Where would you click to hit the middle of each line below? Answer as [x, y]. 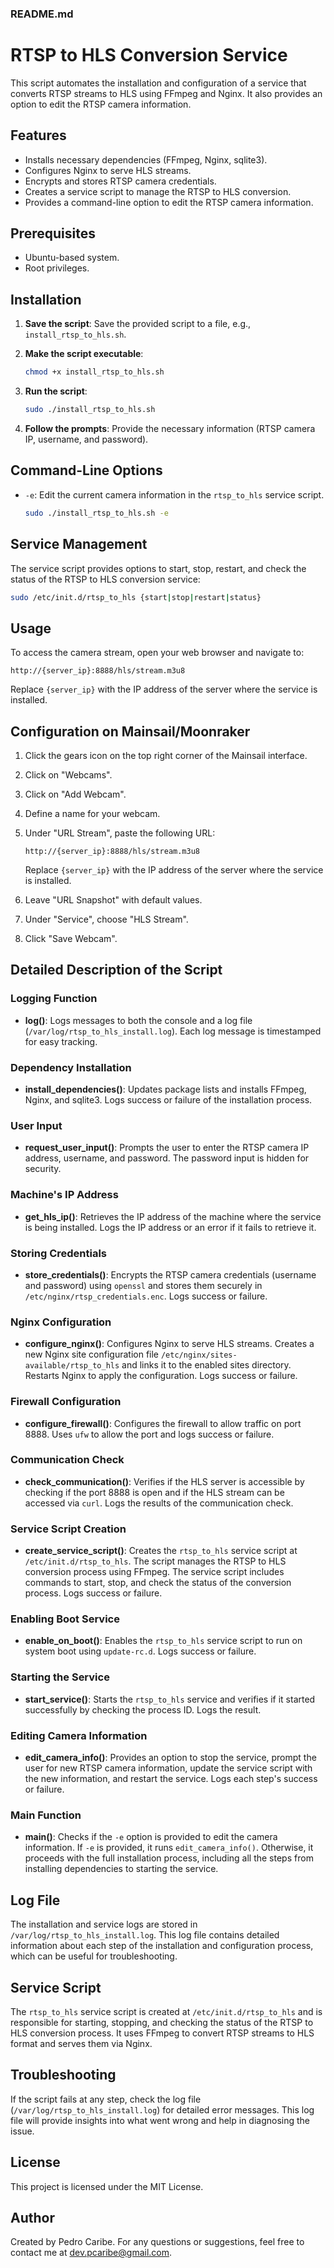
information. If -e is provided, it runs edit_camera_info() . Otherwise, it [169, 1848]
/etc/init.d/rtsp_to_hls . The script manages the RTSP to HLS [155, 1561]
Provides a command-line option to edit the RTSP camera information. [169, 202]
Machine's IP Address [64, 1195]
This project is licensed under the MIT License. [107, 2186]
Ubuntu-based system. [72, 258]
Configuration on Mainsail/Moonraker [130, 731]
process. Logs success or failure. [93, 1593]
